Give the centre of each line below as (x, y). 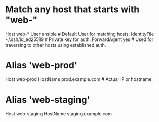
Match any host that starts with (72, 9)
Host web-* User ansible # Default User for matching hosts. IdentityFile (80, 34)
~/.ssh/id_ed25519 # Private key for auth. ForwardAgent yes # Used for (79, 39)
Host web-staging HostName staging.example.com (59, 114)
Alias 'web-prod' (41, 66)
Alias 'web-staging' (48, 100)
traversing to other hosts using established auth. (56, 45)
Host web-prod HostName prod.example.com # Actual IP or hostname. (79, 79)
